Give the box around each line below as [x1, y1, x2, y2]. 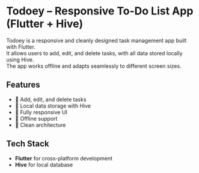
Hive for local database [14, 161, 73, 168]
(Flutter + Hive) [6, 17, 83, 31]
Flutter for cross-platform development [14, 154, 113, 162]
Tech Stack [6, 139, 49, 149]
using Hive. [6, 56, 34, 63]
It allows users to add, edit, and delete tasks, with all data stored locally [6, 49, 183, 56]
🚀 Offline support [14, 115, 58, 122]
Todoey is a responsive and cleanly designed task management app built [6, 37, 187, 44]
